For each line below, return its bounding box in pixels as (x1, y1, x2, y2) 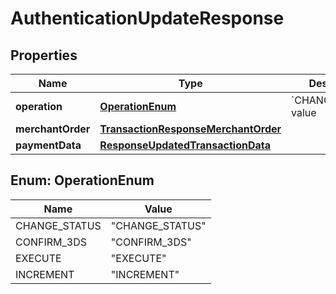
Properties (10, 47, 78, 64)
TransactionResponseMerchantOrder (99, 122, 282, 136)
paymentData (15, 138, 82, 152)
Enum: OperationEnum (10, 172, 155, 189)
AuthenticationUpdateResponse (10, 7, 285, 30)
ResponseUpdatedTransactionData (99, 138, 271, 152)
